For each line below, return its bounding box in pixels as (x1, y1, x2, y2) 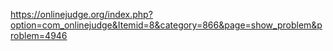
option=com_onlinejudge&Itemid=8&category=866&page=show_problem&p (10, 19, 323, 31)
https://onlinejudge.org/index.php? (10, 9, 153, 20)
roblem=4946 (10, 30, 68, 41)
